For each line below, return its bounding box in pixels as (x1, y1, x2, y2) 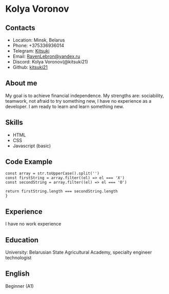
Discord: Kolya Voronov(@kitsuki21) (12, 59, 89, 64)
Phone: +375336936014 (12, 42, 65, 49)
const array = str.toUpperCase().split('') (5, 171, 100, 176)
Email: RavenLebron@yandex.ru (12, 53, 80, 59)
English (5, 269, 30, 278)
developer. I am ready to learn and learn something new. (5, 103, 124, 109)
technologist (5, 255, 32, 261)
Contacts (5, 24, 36, 32)
